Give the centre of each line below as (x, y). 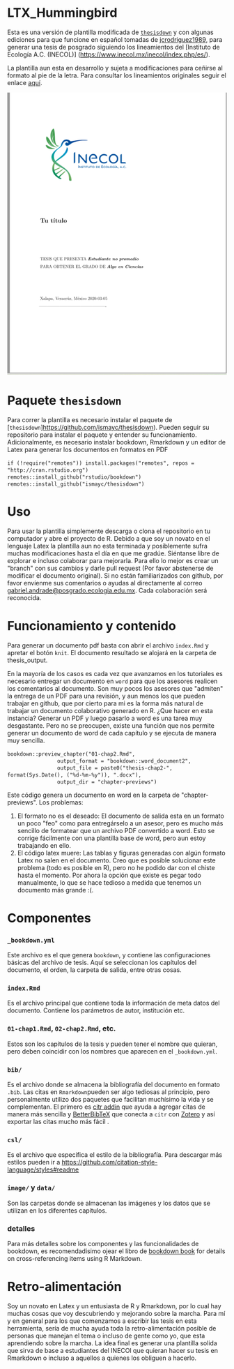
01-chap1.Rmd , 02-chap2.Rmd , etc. (62, 1028)
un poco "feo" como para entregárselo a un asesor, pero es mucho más (120, 823)
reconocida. (24, 597)
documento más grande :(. (55, 890)
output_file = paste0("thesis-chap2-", (115, 768)
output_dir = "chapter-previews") (107, 782)
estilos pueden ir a (34, 1162)
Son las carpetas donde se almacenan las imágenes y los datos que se (109, 1203)
